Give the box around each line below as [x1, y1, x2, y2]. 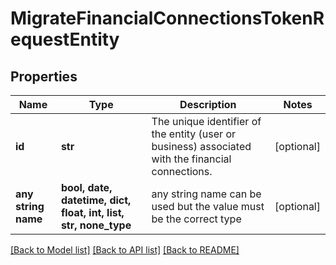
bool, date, [60, 181, 113, 194]
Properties [10, 68, 78, 85]
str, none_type [60, 218, 132, 232]
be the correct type [151, 212, 242, 226]
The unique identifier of [151, 115, 262, 128]
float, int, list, [60, 206, 125, 219]
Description [179, 98, 237, 111]
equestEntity [10, 28, 120, 51]
